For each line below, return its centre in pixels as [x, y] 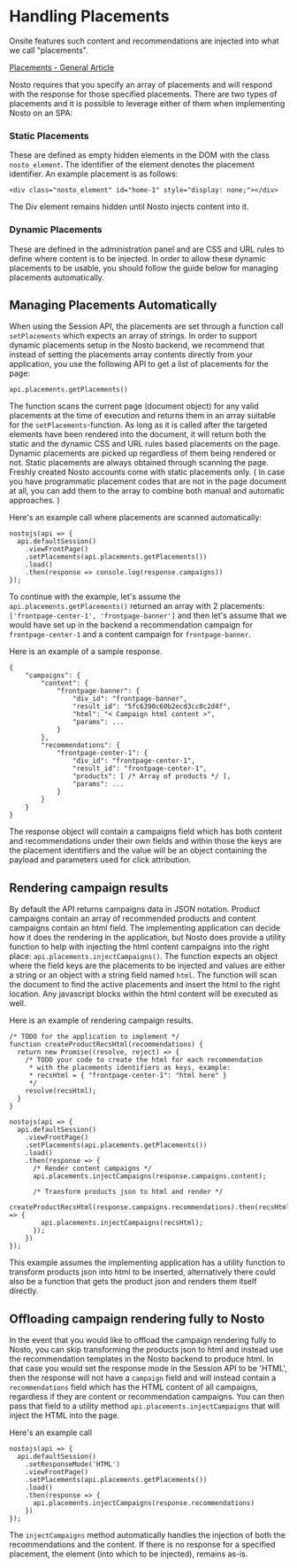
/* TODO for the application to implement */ [94, 1037]
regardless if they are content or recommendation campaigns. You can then [147, 1396]
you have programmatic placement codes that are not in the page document [148, 481]
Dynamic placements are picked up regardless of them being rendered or [143, 453]
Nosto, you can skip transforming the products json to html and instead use [146, 1349]
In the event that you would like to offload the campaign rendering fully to [143, 1339]
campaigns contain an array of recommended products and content [133, 918]
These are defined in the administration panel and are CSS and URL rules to [147, 249]
